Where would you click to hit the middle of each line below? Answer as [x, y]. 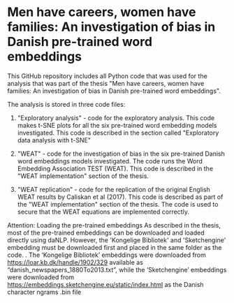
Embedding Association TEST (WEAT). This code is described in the [115, 168]
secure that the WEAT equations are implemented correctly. [103, 212]
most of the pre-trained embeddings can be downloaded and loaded [106, 232]
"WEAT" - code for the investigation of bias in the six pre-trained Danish [121, 154]
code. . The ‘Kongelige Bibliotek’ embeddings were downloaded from [107, 255]
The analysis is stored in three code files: [66, 104]
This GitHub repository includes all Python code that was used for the [107, 76]
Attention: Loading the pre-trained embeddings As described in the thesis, [114, 225]
